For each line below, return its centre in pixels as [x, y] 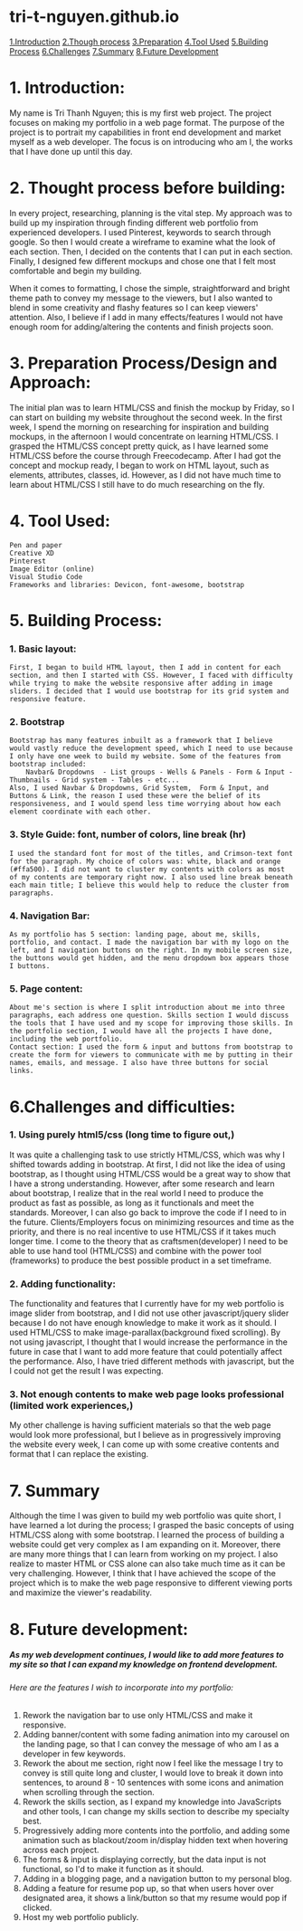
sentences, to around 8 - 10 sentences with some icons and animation [153, 1783]
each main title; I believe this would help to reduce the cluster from [149, 885]
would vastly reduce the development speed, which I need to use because [151, 748]
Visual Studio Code [46, 576]
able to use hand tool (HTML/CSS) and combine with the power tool [136, 1251]
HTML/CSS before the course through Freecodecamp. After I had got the [146, 455]
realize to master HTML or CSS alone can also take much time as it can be [147, 1564]
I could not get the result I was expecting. [87, 1371]
